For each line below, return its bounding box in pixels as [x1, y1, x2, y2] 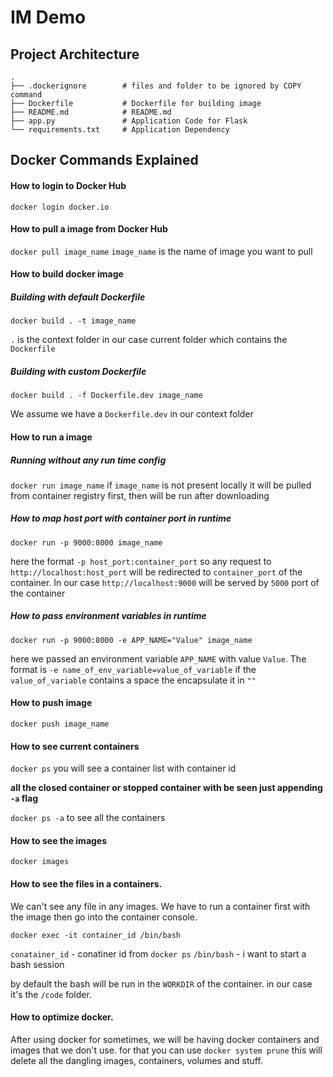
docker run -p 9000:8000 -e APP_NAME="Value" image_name [10, 635, 253, 645]
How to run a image [10, 431, 93, 443]
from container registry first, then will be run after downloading [10, 489, 270, 501]
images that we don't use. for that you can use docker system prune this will [10, 1044, 323, 1056]
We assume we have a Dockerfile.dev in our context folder [10, 408, 254, 420]
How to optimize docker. [10, 1011, 114, 1023]
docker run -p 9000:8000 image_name [10, 537, 163, 548]
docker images [10, 857, 70, 867]
